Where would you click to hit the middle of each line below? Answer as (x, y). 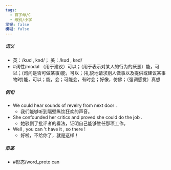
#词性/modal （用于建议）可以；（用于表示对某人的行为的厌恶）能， (84, 67)
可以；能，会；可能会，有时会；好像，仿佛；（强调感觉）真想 (96, 80)
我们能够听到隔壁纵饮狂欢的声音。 (56, 111)
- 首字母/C (20, 15)
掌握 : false (17, 24)
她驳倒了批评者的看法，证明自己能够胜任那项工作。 (74, 123)
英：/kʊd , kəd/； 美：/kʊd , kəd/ (48, 60)
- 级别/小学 (21, 20)
